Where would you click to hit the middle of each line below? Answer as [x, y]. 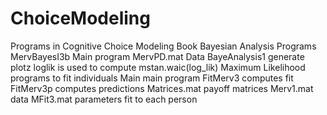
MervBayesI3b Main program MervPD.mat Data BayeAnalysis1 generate [157, 56]
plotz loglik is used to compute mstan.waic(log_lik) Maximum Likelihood [158, 67]
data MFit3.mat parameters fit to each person [104, 99]
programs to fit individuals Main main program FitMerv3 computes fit [152, 78]
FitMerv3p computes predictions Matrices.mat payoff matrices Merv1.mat [162, 88]
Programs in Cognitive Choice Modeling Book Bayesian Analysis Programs [163, 46]
